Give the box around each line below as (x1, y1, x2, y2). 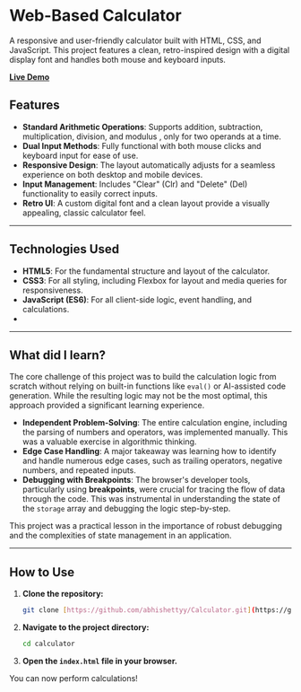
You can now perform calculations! (9, 672, 139, 683)
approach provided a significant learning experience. (9, 400, 205, 411)
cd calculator (21, 639, 75, 649)
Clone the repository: (21, 589, 104, 600)
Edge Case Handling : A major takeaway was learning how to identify (21, 446, 277, 457)
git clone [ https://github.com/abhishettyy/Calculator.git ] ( (21, 606, 256, 615)
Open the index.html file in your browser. (21, 655, 177, 666)
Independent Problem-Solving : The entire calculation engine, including (21, 417, 288, 428)
